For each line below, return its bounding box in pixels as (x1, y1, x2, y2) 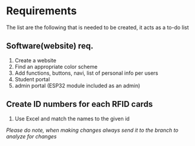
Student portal (14, 75, 50, 82)
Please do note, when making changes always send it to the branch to (6, 126, 179, 134)
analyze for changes (6, 132, 57, 140)
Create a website (14, 56, 56, 64)
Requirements (6, 4, 77, 18)
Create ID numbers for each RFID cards (6, 99, 153, 109)
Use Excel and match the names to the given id (14, 115, 130, 122)
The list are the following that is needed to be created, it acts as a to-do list (6, 24, 189, 31)
